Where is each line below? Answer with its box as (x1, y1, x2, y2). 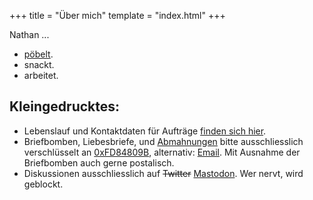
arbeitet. (23, 70, 59, 81)
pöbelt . (23, 48, 54, 60)
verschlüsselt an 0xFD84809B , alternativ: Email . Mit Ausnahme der (23, 146, 301, 158)
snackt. (23, 59, 55, 70)
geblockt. (23, 178, 64, 190)
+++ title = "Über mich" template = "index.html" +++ (9, 10, 226, 21)
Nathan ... (9, 29, 50, 40)
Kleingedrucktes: (9, 98, 121, 115)
